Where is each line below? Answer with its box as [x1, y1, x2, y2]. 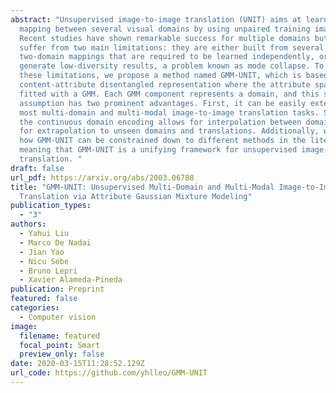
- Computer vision [19, 312, 97, 322]
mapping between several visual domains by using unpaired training [19, 24, 311, 34]
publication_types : [10, 201, 92, 211]
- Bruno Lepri [19, 266, 78, 276]
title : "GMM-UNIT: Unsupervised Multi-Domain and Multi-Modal [10, 182, 275, 192]
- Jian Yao [19, 247, 65, 257]
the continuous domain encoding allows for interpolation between [19, 117, 302, 127]
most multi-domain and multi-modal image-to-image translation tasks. [19, 107, 320, 118]
